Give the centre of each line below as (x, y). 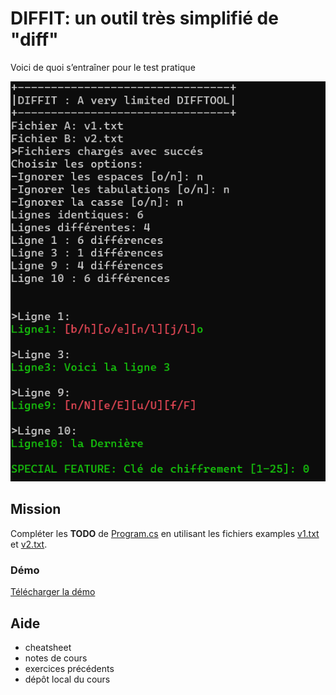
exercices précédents (69, 669)
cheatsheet (48, 648)
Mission (36, 509)
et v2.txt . (29, 544)
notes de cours (56, 658)
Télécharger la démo (53, 592)
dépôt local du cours (67, 679)
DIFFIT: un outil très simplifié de (144, 18)
